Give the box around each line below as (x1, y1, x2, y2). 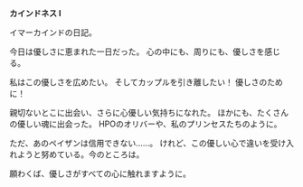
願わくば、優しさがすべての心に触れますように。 (9, 168, 192, 179)
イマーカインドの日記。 (9, 27, 97, 38)
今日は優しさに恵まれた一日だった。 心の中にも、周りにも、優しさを (9, 46, 265, 57)
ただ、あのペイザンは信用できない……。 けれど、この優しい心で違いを (9, 138, 271, 148)
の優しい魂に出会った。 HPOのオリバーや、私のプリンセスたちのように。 (9, 118, 282, 129)
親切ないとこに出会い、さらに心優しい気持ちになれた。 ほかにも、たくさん (9, 108, 289, 117)
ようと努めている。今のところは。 (16, 149, 145, 160)
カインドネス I (9, 8, 62, 18)
